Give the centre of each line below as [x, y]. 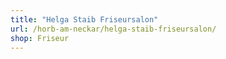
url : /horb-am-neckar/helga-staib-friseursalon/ [113, 29]
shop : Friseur [40, 38]
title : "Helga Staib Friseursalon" [84, 19]
